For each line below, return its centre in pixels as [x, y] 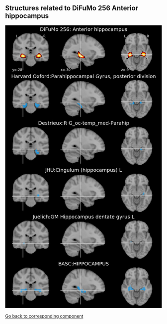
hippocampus [27, 16]
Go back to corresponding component [44, 316]
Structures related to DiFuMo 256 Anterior [72, 8]
